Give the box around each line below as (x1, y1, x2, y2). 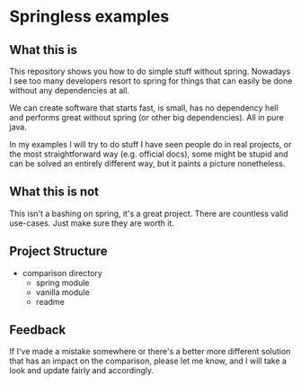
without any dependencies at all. (9, 85, 130, 95)
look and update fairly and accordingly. (9, 365, 155, 376)
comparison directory (22, 267, 103, 278)
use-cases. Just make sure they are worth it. (9, 218, 175, 228)
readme (35, 296, 65, 307)
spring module (35, 277, 90, 288)
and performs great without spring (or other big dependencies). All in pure (9, 112, 285, 122)
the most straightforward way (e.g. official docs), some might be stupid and (9, 148, 289, 159)
